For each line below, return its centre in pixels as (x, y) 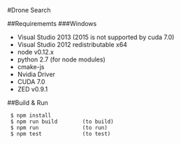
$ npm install (31, 115)
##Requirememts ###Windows (52, 23)
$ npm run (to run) (59, 128)
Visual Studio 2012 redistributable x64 (72, 44)
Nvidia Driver (36, 74)
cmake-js (31, 67)
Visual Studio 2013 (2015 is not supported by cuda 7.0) (96, 37)
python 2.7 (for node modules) (61, 59)
